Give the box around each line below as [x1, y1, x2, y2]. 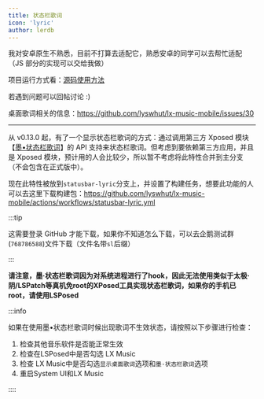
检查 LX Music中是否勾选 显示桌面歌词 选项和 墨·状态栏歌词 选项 [19, 359, 208, 368]
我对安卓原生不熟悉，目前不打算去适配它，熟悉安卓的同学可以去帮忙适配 [8, 49, 242, 58]
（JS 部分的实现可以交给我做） [8, 58, 108, 68]
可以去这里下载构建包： [8, 189, 84, 198]
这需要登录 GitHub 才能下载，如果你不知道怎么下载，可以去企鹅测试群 [8, 229, 234, 238]
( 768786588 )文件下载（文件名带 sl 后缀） [8, 239, 135, 249]
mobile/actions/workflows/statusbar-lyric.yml [8, 198, 156, 207]
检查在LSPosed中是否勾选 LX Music [19, 349, 136, 359]
